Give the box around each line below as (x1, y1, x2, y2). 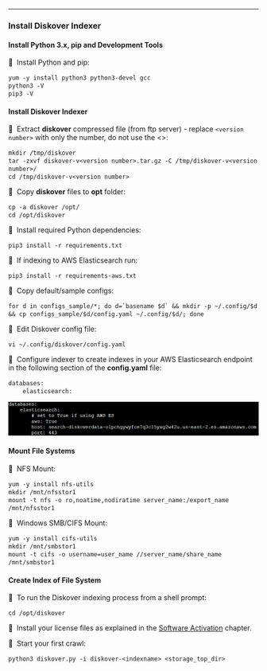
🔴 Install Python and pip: (8, 57, 90, 68)
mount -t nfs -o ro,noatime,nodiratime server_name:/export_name (8, 496, 229, 504)
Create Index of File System (8, 575, 102, 585)
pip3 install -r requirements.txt (8, 242, 123, 250)
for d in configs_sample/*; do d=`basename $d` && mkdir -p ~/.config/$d (8, 302, 258, 310)
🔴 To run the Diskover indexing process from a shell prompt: (8, 593, 207, 603)
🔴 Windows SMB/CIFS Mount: (8, 518, 108, 528)
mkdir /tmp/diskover (8, 149, 77, 158)
